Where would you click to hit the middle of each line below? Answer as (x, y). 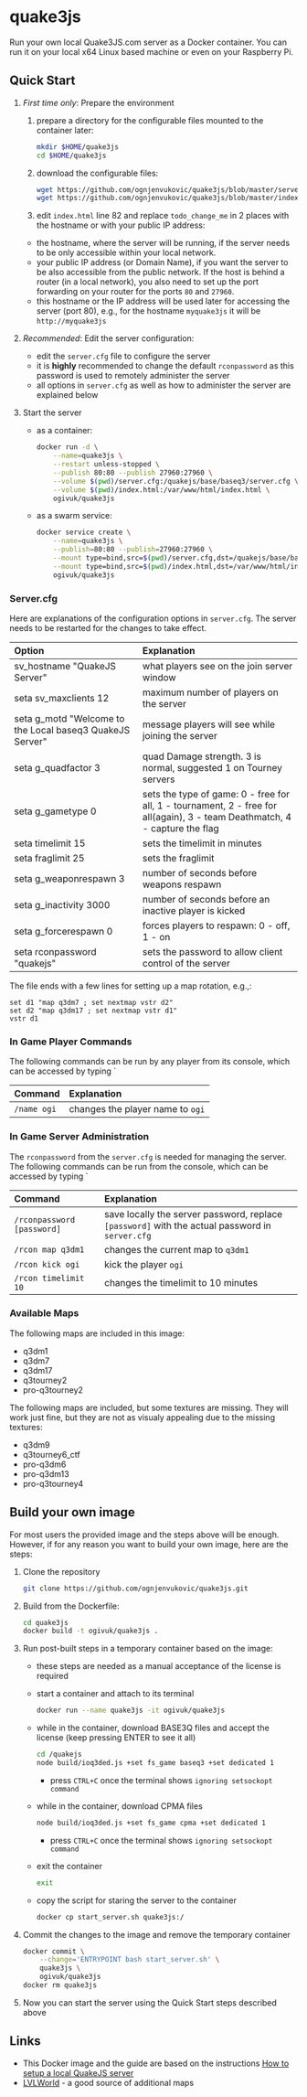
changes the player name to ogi (137, 1109)
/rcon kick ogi (47, 1264)
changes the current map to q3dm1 (177, 1249)
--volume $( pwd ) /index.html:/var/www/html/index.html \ (162, 490)
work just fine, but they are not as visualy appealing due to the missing (143, 1417)
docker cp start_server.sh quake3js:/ (110, 1917)
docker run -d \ (67, 447)
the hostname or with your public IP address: (121, 225)
